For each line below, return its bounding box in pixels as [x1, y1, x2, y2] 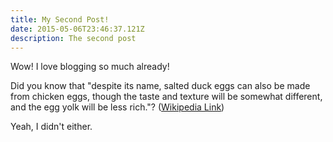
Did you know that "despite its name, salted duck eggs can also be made [10, 80, 311, 92]
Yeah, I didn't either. [10, 121, 93, 133]
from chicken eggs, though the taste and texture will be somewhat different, [10, 91, 323, 103]
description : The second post [10, 33, 137, 43]
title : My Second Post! [10, 14, 110, 25]
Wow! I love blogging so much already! [10, 61, 170, 73]
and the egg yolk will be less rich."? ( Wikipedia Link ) [10, 101, 225, 113]
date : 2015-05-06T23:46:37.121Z [10, 24, 145, 34]
